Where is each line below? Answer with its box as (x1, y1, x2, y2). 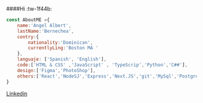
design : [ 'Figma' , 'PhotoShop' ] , (17, 67, 96, 73)
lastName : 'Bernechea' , (17, 28, 74, 34)
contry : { (17, 33, 39, 40)
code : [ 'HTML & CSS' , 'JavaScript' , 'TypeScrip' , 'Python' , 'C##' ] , (17, 62, 188, 68)
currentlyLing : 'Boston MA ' (28, 45, 98, 51)
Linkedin (6, 90, 28, 97)
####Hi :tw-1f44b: (6, 5, 53, 12)
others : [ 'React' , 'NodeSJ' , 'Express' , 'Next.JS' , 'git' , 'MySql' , (17, 73, 177, 79)
